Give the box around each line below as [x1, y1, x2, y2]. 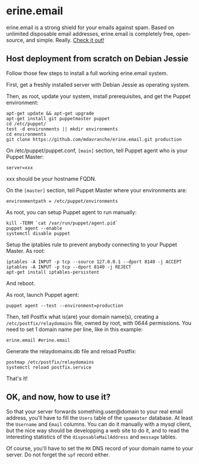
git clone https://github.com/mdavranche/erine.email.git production [6, 136, 182, 142]
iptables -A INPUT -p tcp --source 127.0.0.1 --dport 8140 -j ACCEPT [6, 259, 182, 265]
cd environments [6, 131, 46, 137]
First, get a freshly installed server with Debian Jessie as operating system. [6, 81, 190, 88]
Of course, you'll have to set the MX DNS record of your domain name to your [6, 444, 194, 452]
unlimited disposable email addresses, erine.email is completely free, [6, 30, 175, 37]
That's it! [6, 375, 28, 382]
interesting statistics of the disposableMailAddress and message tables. [6, 433, 177, 440]
